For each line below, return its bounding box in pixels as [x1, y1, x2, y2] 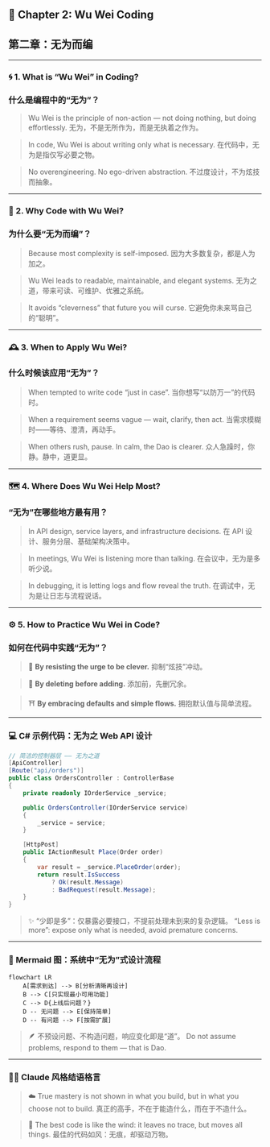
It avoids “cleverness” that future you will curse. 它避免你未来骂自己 [27, 303, 252, 313]
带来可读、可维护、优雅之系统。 [42, 285, 149, 295]
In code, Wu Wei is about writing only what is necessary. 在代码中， [27, 140, 253, 150]
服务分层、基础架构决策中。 [42, 536, 134, 546]
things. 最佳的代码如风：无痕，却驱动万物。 [27, 1129, 173, 1139]
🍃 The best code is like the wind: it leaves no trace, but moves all [27, 1120, 243, 1129]
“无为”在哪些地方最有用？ [8, 507, 108, 518]
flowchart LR [8, 973, 52, 981]
